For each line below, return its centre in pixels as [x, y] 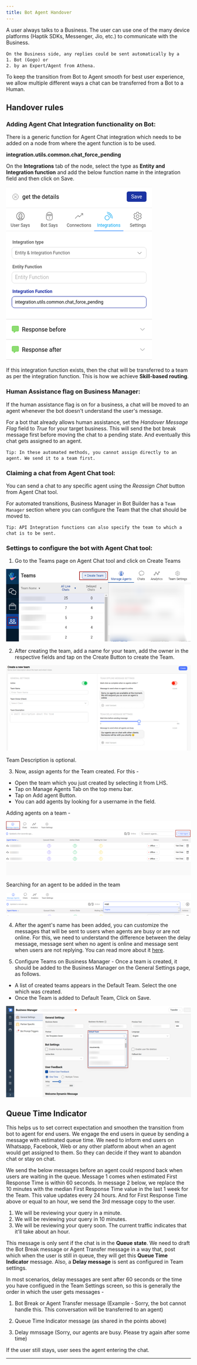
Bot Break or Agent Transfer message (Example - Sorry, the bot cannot [100, 1303]
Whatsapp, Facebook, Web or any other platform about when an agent [91, 1146]
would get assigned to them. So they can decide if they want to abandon [94, 1153]
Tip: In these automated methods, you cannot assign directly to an [91, 452]
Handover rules [35, 108]
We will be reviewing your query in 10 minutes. [71, 1219]
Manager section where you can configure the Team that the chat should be [96, 509]
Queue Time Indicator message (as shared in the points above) [91, 1321]
